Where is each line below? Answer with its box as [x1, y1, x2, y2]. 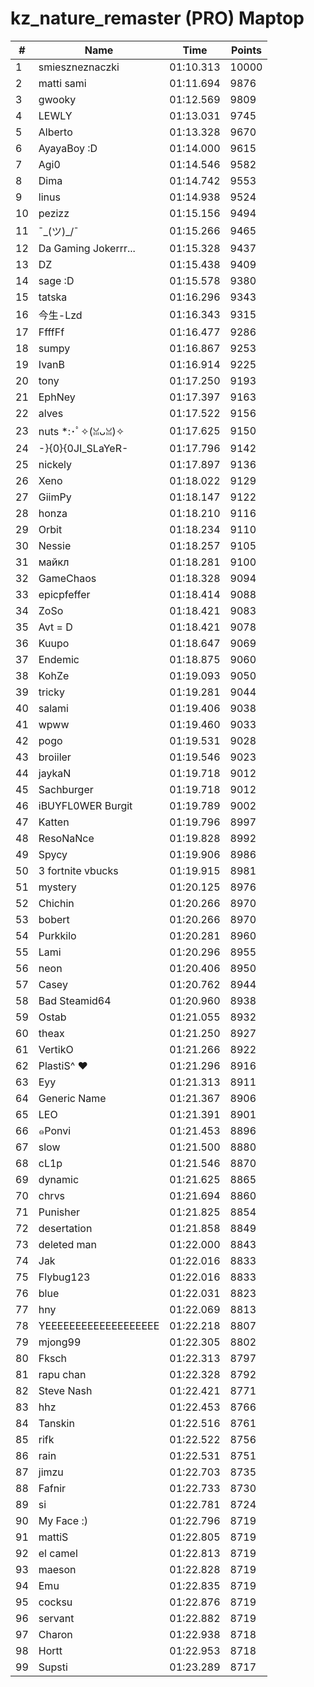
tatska [38, 290, 68, 304]
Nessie [38, 538, 72, 552]
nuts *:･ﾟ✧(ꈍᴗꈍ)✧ [38, 424, 125, 438]
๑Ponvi [38, 1123, 72, 1137]
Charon [38, 1627, 73, 1641]
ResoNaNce [38, 831, 95, 845]
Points [230, 43, 263, 57]
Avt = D [38, 620, 73, 634]
